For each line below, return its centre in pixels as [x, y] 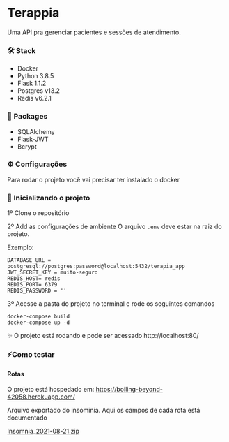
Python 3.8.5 [35, 76]
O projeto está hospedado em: [51, 390]
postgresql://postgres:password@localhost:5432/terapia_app [96, 267]
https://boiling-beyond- [129, 390]
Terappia [33, 13]
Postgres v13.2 [39, 91]
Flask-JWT [33, 139]
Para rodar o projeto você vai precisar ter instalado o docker [93, 179]
